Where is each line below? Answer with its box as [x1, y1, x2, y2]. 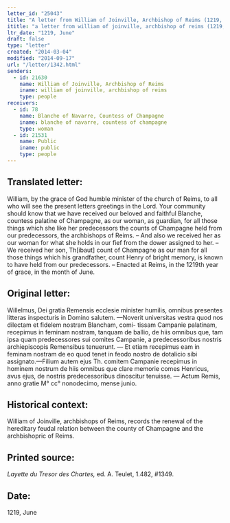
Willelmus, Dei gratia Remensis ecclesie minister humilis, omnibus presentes [7, 306, 223, 314]
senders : [7, 67, 32, 74]
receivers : [7, 100, 38, 107]
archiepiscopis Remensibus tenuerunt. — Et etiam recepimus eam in [7, 342, 200, 351]
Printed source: [7, 451, 75, 463]
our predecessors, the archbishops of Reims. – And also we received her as [7, 231, 221, 239]
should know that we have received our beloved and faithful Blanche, [7, 209, 203, 217]
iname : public [19, 145, 60, 151]
